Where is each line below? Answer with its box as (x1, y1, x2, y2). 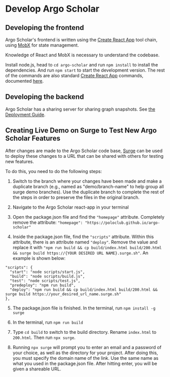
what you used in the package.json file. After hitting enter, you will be (12, 360, 157, 366)
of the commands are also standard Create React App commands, (5, 73, 144, 79)
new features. (5, 158, 34, 164)
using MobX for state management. (5, 42, 79, 48)
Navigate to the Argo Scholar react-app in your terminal (12, 204, 129, 210)
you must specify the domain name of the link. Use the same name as (12, 355, 159, 361)
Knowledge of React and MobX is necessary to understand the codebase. (5, 52, 160, 58)
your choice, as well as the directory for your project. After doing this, (12, 350, 158, 356)
